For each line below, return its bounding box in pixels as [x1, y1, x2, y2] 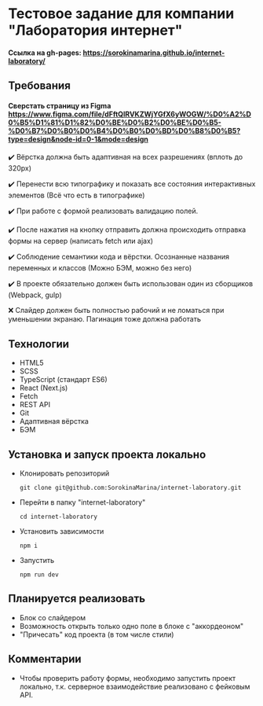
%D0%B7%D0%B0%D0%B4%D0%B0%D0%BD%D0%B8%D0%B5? [8, 126, 241, 135]
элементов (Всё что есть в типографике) [8, 190, 145, 200]
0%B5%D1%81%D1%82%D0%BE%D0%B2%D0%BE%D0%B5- [8, 117, 221, 127]
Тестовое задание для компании [8, 5, 235, 23]
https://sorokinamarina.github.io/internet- [82, 48, 225, 57]
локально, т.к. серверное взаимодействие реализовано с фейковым [19, 682, 250, 691]
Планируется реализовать [8, 592, 146, 605]
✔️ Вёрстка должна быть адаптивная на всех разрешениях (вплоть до [8, 153, 243, 162]
